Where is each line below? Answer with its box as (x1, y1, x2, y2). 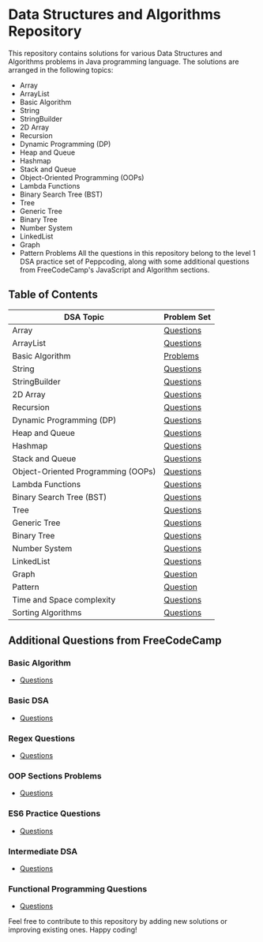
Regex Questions (8, 733, 76, 744)
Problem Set (163, 311, 212, 322)
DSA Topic (63, 311, 105, 322)
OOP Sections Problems (8, 770, 102, 781)
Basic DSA (8, 695, 49, 706)
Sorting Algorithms (12, 606, 82, 617)
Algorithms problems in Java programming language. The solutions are (8, 57, 239, 66)
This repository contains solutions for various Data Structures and (8, 48, 223, 58)
